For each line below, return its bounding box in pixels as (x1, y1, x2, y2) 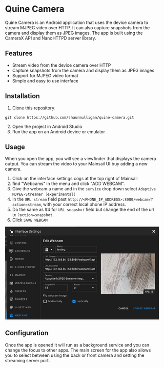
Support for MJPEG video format (12, 72, 79, 79)
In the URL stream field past (12, 196, 67, 202)
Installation (5, 92, 40, 101)
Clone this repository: (12, 105, 56, 111)
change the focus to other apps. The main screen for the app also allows (5, 347, 151, 353)
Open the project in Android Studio (12, 123, 82, 129)
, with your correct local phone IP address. (41, 202, 126, 207)
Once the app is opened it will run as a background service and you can (5, 342, 150, 348)
